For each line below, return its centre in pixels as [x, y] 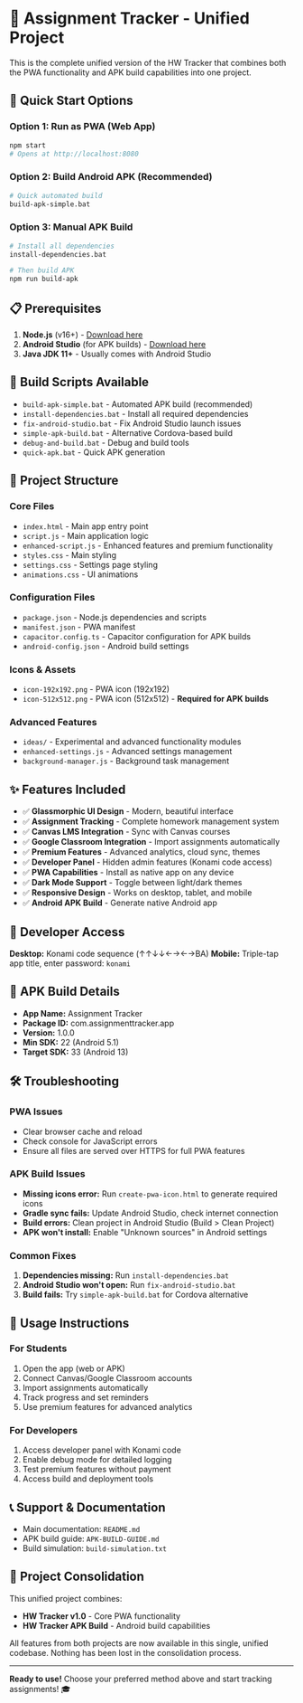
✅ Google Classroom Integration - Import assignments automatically [151, 842]
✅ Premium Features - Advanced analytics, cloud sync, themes [141, 852]
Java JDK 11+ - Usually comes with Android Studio [117, 354]
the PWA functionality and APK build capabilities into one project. [131, 72]
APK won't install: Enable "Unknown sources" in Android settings [145, 1232]
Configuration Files [52, 598]
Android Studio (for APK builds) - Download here [114, 345]
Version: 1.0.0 [48, 1032]
